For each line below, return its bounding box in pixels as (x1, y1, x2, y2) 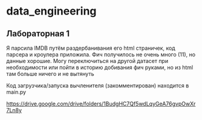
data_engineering (6, 4, 97, 18)
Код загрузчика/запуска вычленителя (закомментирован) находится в (6, 82, 189, 89)
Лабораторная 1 (6, 28, 70, 39)
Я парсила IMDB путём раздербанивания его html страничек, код (6, 44, 175, 52)
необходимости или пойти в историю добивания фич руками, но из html (6, 64, 194, 71)
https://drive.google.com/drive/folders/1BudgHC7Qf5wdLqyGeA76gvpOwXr (6, 100, 196, 107)
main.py (6, 88, 26, 95)
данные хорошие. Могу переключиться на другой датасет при (6, 58, 168, 64)
